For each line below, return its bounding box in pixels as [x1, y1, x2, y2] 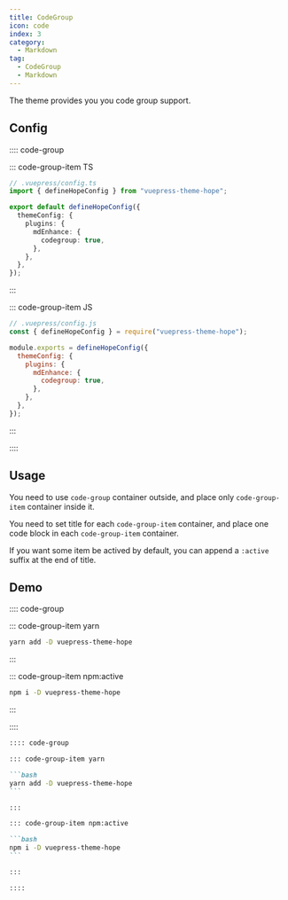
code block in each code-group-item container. [9, 528, 179, 538]
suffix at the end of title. [9, 554, 97, 565]
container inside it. [27, 501, 95, 512]
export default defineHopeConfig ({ [9, 203, 141, 212]
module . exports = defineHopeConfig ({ [9, 343, 149, 352]
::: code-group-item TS [9, 161, 94, 172]
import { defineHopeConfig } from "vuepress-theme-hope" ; [9, 187, 228, 196]
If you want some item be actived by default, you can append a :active [9, 544, 269, 555]
